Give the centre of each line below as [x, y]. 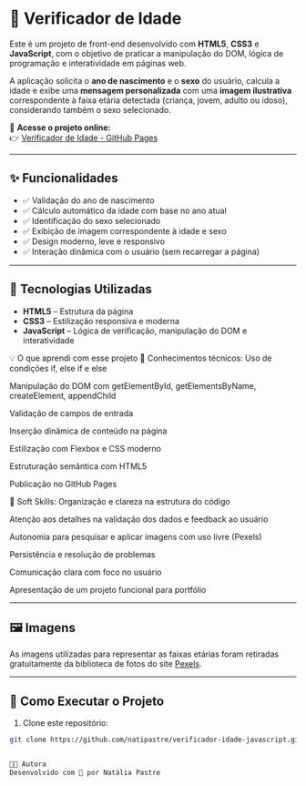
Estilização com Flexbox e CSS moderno [86, 448]
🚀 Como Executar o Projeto [87, 701]
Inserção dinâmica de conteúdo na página [88, 431]
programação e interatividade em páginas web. [98, 63]
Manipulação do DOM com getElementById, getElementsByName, [133, 385]
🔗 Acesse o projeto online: [60, 128]
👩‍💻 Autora [28, 764]
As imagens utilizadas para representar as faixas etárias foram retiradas [144, 654]
